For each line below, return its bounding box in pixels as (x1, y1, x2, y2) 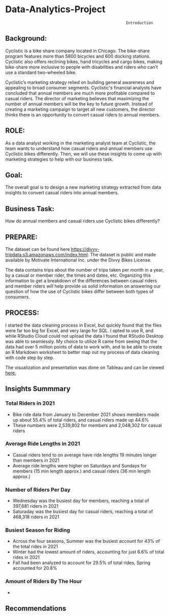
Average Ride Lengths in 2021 (5, 440, 80, 447)
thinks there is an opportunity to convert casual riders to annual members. (5, 111, 160, 118)
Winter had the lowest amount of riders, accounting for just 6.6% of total (12, 549, 164, 555)
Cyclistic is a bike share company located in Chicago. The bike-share (5, 47, 150, 54)
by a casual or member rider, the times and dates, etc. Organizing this (5, 272, 151, 278)
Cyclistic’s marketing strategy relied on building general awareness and (5, 79, 155, 85)
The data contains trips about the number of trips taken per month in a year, (5, 267, 164, 273)
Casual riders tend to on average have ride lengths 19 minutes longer (12, 452, 157, 458)
